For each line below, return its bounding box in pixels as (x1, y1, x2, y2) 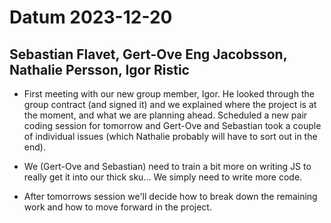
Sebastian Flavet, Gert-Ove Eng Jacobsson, (9, 46, 288, 63)
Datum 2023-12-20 (9, 6, 173, 29)
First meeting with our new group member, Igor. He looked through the (23, 88, 315, 100)
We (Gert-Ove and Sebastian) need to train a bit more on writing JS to (23, 161, 312, 172)
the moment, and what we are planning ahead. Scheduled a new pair (23, 109, 308, 121)
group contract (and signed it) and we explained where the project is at (23, 99, 317, 110)
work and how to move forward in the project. (23, 201, 212, 213)
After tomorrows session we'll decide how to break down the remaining (23, 191, 318, 202)
